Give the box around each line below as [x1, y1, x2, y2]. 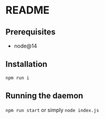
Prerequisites [5, 27, 56, 37]
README [5, 4, 50, 17]
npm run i [5, 74, 30, 81]
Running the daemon [5, 91, 83, 101]
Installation [5, 59, 48, 69]
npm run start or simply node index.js [5, 106, 99, 113]
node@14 [13, 42, 38, 49]
